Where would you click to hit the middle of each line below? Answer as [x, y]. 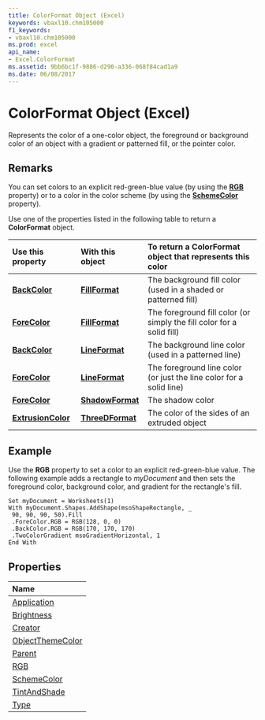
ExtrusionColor [41, 418]
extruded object [177, 423]
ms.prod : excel [33, 45]
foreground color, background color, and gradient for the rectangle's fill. [125, 487]
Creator [26, 628]
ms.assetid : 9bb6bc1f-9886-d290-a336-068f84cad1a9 [93, 67]
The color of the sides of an [198, 413]
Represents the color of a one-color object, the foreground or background [128, 135]
